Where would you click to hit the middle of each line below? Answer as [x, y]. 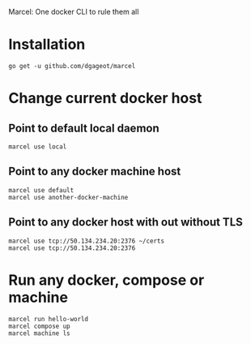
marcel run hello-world [49, 319]
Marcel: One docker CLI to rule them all [74, 12]
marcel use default [41, 190]
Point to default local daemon [84, 128]
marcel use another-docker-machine [68, 197]
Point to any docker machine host [95, 172]
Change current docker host [105, 99]
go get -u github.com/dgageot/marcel [72, 66]
